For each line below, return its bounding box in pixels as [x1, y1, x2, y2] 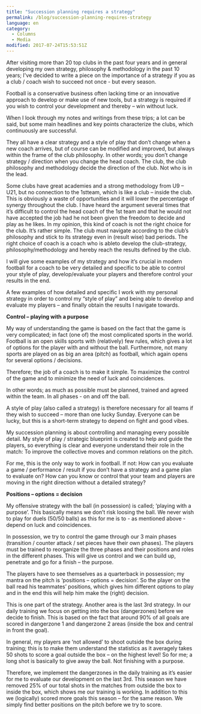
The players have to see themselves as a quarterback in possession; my [6, 570, 185, 577]
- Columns [11, 31, 36, 37]
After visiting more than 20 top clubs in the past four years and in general [6, 58, 187, 66]
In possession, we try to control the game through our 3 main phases [6, 533, 177, 540]
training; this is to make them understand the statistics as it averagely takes [6, 644, 193, 651]
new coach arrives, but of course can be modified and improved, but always [6, 145, 195, 152]
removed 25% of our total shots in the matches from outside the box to [6, 682, 182, 689]
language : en [6, 20, 39, 26]
